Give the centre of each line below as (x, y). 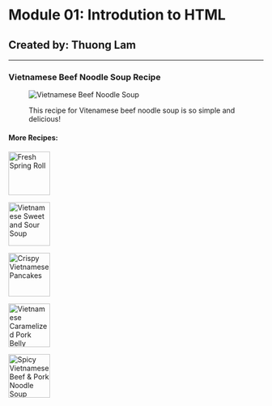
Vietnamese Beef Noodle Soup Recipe (85, 77)
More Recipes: (33, 137)
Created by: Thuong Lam (72, 45)
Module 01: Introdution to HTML (117, 15)
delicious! (45, 119)
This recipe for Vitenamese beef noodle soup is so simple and (132, 110)
